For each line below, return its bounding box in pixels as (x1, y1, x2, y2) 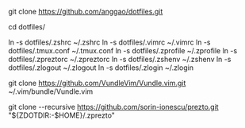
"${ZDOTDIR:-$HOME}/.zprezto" (8, 111, 115, 120)
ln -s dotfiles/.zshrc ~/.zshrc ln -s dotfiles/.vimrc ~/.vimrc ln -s (8, 37, 211, 47)
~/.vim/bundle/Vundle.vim (8, 87, 94, 96)
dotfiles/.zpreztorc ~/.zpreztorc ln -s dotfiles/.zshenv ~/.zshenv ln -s (8, 55, 232, 64)
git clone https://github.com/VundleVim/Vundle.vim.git (8, 79, 186, 87)
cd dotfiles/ (8, 22, 46, 31)
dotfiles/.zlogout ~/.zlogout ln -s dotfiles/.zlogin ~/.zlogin (8, 63, 194, 72)
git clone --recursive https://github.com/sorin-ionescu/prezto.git (8, 103, 220, 111)
